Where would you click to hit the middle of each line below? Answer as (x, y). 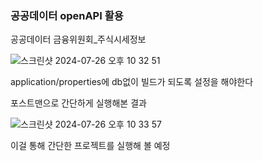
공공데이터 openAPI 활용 (67, 15)
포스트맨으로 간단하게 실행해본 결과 (78, 103)
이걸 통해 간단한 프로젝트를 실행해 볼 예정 (90, 146)
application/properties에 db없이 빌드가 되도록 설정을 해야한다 (132, 82)
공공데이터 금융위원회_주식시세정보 (78, 39)
